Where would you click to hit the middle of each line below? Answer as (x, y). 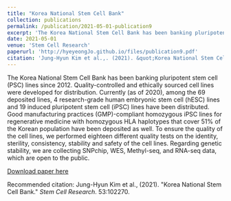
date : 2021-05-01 (32, 39)
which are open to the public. (48, 158)
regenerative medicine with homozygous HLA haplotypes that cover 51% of (114, 121)
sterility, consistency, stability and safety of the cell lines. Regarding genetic (114, 143)
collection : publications (44, 20)
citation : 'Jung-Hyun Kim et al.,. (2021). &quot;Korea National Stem (110, 58)
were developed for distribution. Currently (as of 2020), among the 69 (106, 92)
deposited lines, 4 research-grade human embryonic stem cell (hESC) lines (113, 99)
